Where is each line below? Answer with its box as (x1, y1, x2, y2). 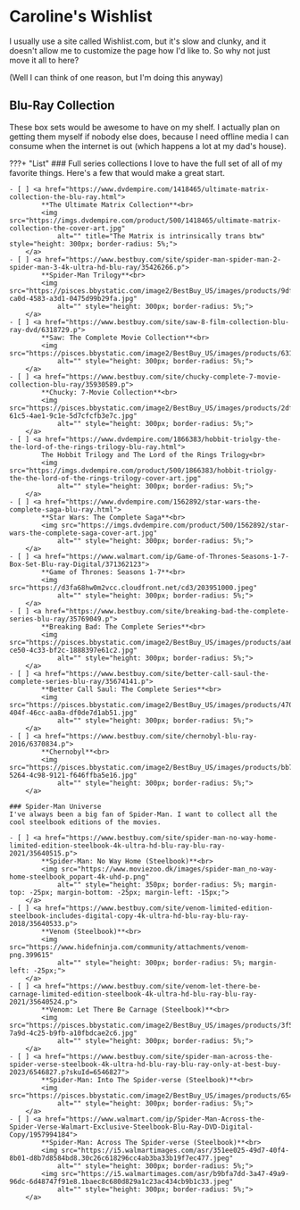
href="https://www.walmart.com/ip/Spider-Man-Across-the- (45, 1114, 266, 1123)
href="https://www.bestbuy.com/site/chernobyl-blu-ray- (45, 731, 257, 740)
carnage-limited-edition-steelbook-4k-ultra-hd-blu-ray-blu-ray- (9, 989, 257, 998)
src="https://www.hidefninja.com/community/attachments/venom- (9, 942, 250, 952)
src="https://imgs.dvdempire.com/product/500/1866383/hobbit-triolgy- (9, 466, 278, 475)
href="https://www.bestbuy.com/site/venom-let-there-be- (45, 981, 262, 990)
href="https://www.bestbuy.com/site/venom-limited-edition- (45, 904, 274, 913)
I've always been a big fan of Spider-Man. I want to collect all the (9, 810, 278, 819)
